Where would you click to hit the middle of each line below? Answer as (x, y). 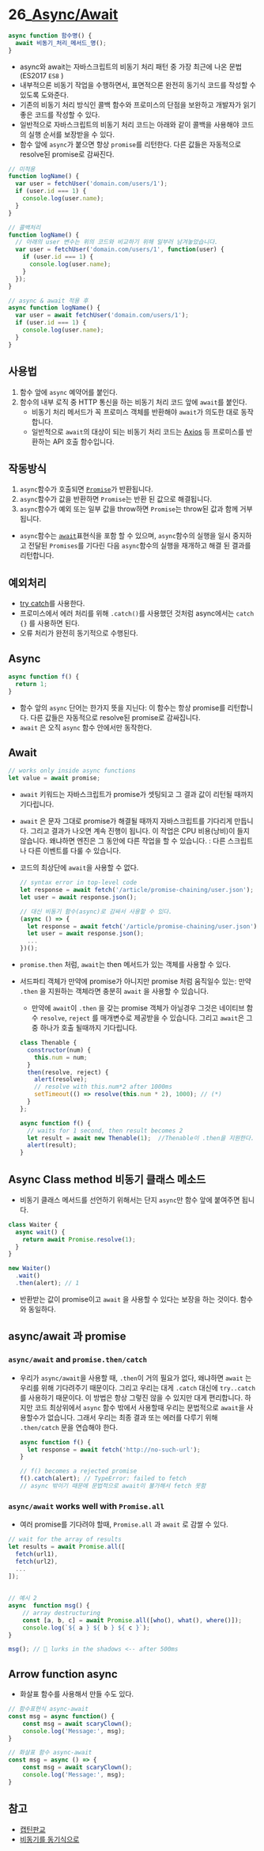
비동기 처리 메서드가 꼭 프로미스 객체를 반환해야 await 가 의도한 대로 (135, 412)
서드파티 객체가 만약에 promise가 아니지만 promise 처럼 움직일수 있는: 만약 (135, 981)
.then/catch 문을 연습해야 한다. (69, 1427)
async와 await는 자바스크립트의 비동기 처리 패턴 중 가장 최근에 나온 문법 (131, 66)
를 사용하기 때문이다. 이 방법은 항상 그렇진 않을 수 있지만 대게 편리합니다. (131, 1398)
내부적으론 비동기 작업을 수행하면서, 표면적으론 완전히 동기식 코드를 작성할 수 (138, 85)
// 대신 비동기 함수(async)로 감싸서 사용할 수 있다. (96, 912)
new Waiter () (30, 1269)
